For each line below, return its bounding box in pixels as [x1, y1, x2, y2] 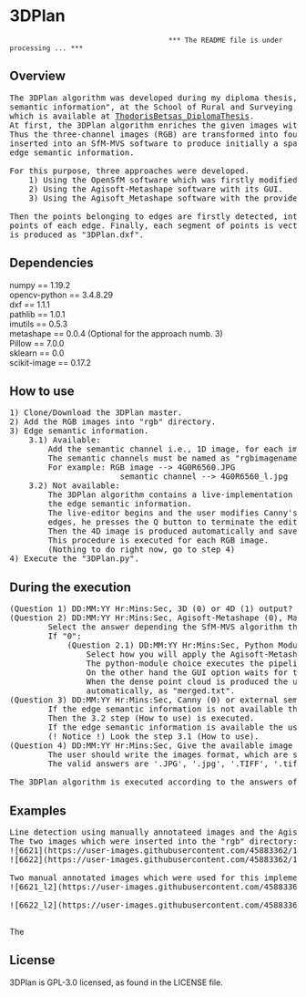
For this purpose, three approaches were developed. [9, 165, 250, 176]
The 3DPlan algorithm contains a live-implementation [47, 490, 293, 500]
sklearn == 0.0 [9, 348, 65, 358]
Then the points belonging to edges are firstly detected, [9, 211, 280, 222]
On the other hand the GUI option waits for [86, 668, 289, 678]
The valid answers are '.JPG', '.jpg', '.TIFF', [47, 759, 270, 769]
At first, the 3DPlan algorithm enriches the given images [9, 119, 280, 130]
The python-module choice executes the [86, 659, 264, 669]
